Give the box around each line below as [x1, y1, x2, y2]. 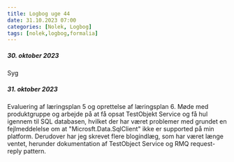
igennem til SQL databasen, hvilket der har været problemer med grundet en [7, 117, 227, 126]
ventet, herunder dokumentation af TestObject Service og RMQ [7, 140, 189, 148]
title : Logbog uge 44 [7, 10, 71, 17]
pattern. [23, 147, 47, 156]
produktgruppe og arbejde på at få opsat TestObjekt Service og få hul [7, 110, 208, 119]
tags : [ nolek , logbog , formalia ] [7, 29, 98, 37]
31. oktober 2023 [7, 84, 58, 93]
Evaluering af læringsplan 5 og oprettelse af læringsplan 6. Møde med [7, 103, 209, 111]
